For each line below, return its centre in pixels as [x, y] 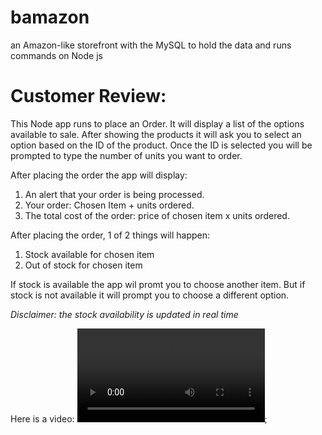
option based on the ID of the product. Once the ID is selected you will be [161, 145]
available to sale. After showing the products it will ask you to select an [156, 134]
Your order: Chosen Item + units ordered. [109, 205]
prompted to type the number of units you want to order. [126, 155]
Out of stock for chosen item [83, 265]
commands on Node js [56, 55]
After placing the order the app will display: [99, 175]
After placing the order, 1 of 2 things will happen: [110, 235]
